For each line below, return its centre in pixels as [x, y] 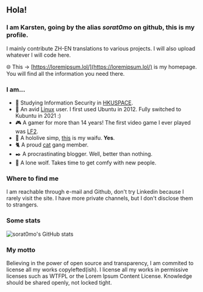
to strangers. [22, 205]
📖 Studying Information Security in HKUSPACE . [74, 103]
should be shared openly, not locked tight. [59, 282]
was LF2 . [27, 131]
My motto [21, 250]
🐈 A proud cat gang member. [52, 144]
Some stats [23, 221]
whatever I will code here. [39, 55]
